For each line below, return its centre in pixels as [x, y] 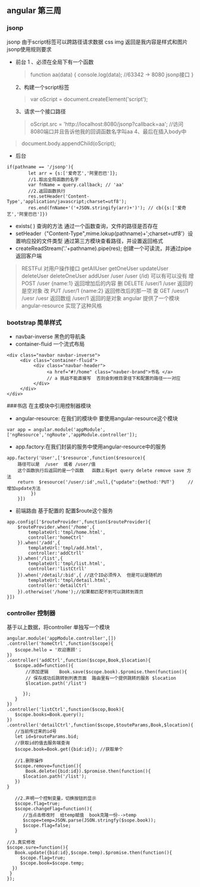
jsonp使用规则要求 [29, 49]
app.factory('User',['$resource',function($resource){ [76, 458]
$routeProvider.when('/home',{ [56, 527]
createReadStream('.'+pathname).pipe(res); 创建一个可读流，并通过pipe [103, 248]
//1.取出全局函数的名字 [54, 179]
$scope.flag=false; [46, 826]
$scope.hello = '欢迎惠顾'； [49, 650]
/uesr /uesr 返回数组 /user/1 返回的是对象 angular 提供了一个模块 [100, 298]
